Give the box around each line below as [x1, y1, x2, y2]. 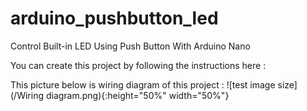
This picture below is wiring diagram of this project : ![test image [10, 78, 276, 91]
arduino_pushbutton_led [10, 7, 219, 30]
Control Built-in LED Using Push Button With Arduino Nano [10, 40, 251, 52]
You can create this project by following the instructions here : [10, 59, 267, 71]
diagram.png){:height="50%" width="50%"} [45, 89, 230, 101]
